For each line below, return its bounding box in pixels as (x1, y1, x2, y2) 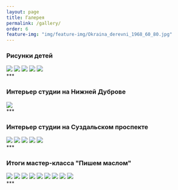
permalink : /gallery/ (6, 20, 61, 26)
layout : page (6, 8, 39, 15)
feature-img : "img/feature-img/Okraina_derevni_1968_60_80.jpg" (6, 32, 173, 38)
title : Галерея (6, 15, 45, 21)
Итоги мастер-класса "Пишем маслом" (6, 158, 132, 167)
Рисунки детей (6, 52, 53, 60)
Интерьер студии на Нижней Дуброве (6, 87, 126, 96)
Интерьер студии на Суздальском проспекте (6, 123, 149, 131)
